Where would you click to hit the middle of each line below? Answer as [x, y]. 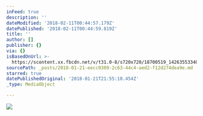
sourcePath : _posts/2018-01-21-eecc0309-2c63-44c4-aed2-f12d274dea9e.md [100, 68]
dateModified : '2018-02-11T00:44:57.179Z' [60, 23]
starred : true [24, 73]
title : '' [19, 34]
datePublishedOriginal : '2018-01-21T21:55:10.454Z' [72, 79]
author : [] [20, 40]
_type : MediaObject [31, 85]
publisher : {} [24, 46]
